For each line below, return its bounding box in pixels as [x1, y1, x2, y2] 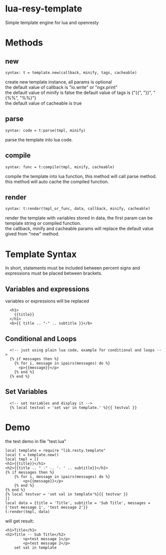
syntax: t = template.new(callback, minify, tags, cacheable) [5, 70, 137, 75]
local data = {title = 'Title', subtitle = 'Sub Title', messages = [5, 500, 151, 505]
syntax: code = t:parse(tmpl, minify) [5, 128, 86, 133]
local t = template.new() [5, 452, 59, 457]
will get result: [5, 518, 34, 524]
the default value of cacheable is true [5, 100, 82, 106]
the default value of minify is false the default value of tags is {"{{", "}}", [5, 89, 153, 95]
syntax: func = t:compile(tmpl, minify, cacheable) [5, 164, 115, 169]
